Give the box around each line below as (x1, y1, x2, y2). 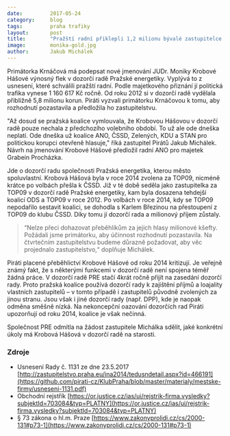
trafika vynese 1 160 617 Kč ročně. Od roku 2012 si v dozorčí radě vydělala (7, 88, 216, 97)
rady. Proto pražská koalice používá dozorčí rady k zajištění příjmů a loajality (7, 280, 222, 289)
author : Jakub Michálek (7, 49, 94, 56)
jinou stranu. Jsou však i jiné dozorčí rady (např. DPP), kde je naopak (7, 295, 201, 303)
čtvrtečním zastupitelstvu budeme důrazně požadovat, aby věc (23, 238, 203, 246)
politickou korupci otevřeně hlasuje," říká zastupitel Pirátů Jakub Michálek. (7, 138, 217, 147)
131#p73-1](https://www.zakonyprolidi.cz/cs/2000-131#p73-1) (16, 421, 192, 429)
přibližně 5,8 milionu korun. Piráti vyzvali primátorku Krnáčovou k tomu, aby (7, 96, 220, 104)
